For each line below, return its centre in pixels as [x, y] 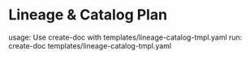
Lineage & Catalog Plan [88, 15]
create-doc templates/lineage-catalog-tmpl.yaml [90, 45]
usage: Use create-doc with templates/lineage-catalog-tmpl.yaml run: [125, 37]
